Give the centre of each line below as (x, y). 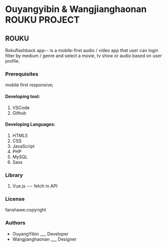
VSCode (21, 107)
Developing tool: (23, 96)
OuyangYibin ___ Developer (40, 233)
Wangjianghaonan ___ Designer (44, 239)
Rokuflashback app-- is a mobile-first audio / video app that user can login (82, 50)
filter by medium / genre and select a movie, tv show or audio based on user (83, 56)
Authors (15, 223)
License (15, 199)
